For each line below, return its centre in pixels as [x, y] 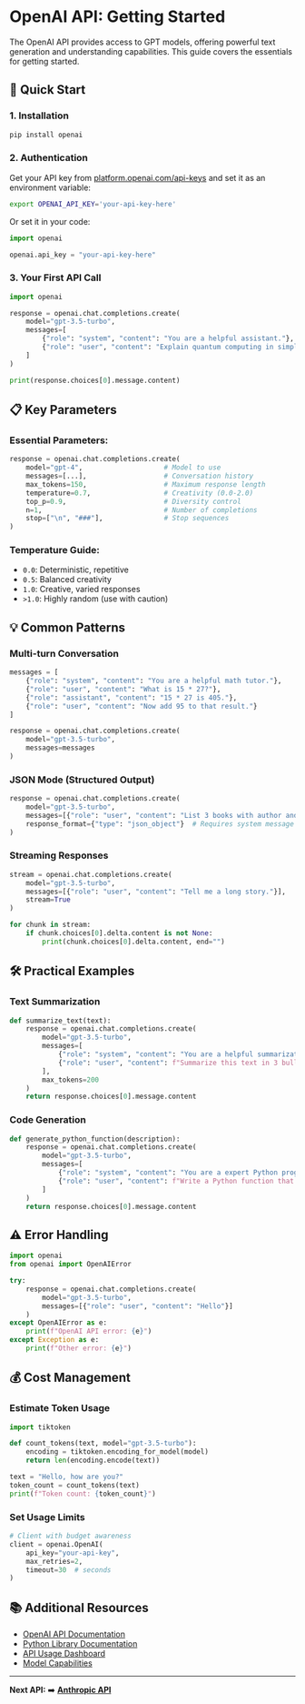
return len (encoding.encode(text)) [93, 1461]
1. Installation [39, 116]
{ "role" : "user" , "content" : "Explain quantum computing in [158, 348]
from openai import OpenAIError [70, 1265]
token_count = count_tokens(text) [75, 1485]
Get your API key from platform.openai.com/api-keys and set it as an [138, 177]
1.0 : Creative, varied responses [81, 590]
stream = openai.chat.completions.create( [91, 874]
